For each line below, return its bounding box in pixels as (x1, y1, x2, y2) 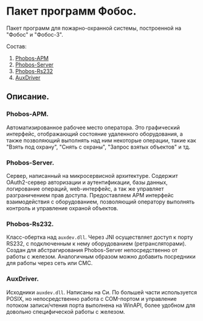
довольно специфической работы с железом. (6, 308, 126, 315)
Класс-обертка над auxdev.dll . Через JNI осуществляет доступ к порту (6, 233, 193, 241)
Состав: (6, 43, 27, 50)
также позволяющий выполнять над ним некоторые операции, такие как (6, 136, 196, 144)
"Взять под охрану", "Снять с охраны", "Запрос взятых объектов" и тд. (6, 143, 191, 150)
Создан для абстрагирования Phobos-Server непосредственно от (6, 247, 178, 254)
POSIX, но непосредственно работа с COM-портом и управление (6, 295, 177, 302)
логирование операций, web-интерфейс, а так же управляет (6, 185, 164, 192)
